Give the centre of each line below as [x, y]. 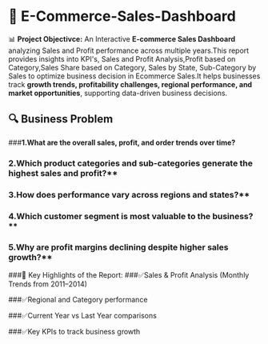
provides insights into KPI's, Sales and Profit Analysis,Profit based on [122, 58]
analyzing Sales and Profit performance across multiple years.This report [129, 50]
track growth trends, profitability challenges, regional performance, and [130, 84]
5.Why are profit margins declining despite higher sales [118, 247]
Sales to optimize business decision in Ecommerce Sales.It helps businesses [134, 76]
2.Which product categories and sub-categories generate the [131, 163]
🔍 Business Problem [61, 119]
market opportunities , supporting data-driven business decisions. [118, 93]
